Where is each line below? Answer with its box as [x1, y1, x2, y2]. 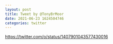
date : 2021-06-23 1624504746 [5, 16, 64, 21]
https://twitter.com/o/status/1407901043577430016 [5, 34, 108, 40]
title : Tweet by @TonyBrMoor [5, 12, 64, 16]
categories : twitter [5, 20, 47, 26]
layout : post [5, 7, 32, 12]
